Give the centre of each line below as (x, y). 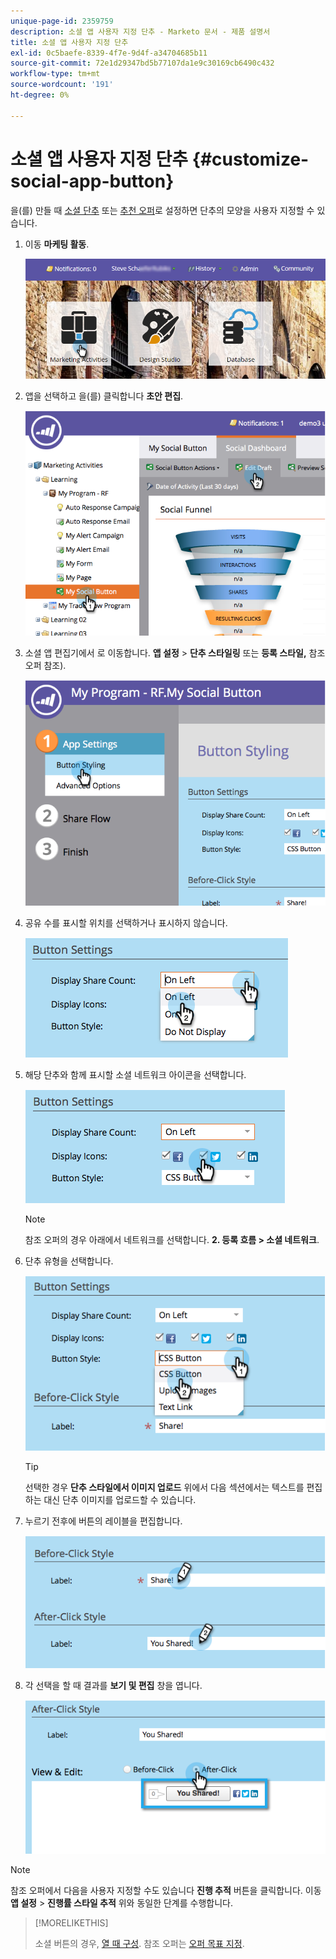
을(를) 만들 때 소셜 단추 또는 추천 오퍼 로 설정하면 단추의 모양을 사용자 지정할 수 (162, 210)
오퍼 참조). (45, 666)
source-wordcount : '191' (62, 85)
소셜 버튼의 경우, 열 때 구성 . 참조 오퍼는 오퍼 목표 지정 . (139, 1944)
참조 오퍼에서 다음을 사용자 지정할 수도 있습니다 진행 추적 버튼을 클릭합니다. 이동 (166, 1891)
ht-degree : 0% (40, 95)
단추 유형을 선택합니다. (69, 1261)
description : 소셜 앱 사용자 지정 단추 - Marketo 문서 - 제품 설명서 (140, 31)
